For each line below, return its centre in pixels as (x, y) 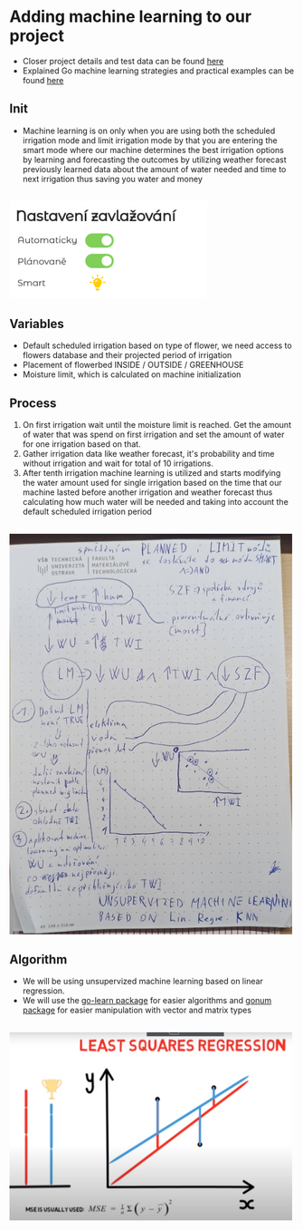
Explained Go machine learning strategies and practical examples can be (158, 71)
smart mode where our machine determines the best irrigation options (153, 150)
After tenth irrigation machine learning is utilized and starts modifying (151, 473)
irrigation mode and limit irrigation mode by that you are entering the (150, 140)
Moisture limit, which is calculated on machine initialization (132, 374)
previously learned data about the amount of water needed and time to (154, 169)
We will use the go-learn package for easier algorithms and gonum (147, 1001)
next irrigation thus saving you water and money (113, 179)
